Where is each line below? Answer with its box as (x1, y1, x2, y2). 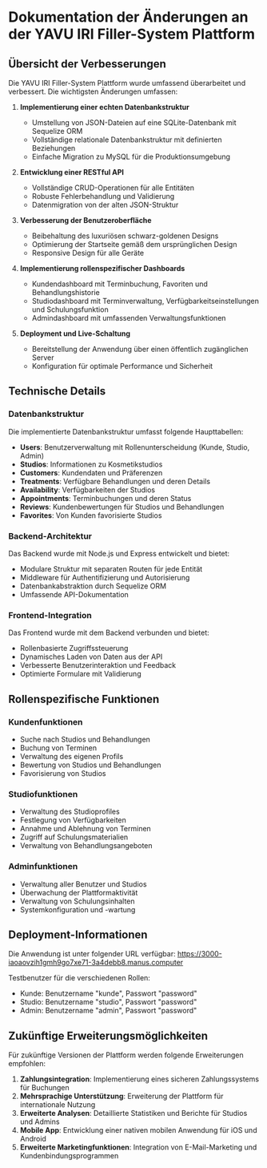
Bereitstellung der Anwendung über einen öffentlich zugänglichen (31, 345, 249, 354)
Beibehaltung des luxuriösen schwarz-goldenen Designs (31, 231, 219, 240)
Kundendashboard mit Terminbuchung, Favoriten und (31, 279, 208, 289)
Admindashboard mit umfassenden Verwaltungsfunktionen (31, 313, 226, 322)
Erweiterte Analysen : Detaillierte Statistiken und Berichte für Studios (19, 1109, 248, 1118)
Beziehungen (31, 143, 76, 152)
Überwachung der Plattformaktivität (19, 887, 138, 897)
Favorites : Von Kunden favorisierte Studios (19, 510, 162, 520)
